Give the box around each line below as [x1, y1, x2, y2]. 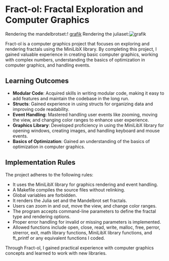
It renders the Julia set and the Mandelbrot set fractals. [12, 198, 127, 204]
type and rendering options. [12, 213, 71, 220]
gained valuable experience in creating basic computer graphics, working [5, 51, 158, 57]
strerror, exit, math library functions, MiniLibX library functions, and [12, 229, 152, 235]
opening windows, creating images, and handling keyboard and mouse [12, 127, 160, 134]
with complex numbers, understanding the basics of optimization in [5, 56, 145, 62]
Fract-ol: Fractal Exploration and [5, 4, 144, 15]
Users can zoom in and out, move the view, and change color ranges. [12, 203, 157, 209]
